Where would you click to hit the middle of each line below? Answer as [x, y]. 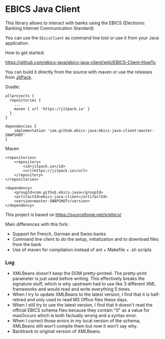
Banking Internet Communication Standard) [49, 28]
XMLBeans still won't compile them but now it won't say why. [75, 326]
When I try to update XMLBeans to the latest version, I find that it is [81, 294]
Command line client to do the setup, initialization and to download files [85, 239]
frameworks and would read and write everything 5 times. [72, 289]
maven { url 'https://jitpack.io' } [52, 109]
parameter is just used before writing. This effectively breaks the [79, 278]
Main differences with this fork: [37, 224]
